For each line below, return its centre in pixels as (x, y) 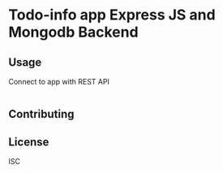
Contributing (41, 114)
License (29, 142)
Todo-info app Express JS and (112, 15)
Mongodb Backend (74, 32)
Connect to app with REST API (59, 82)
